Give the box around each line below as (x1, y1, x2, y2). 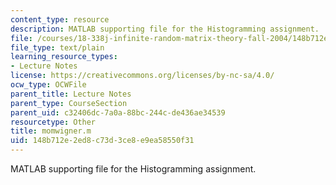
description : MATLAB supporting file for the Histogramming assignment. (10, 24, 320, 34)
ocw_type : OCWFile (10, 80, 87, 90)
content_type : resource (10, 14, 110, 25)
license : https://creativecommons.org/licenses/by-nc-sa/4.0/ (10, 71, 275, 81)
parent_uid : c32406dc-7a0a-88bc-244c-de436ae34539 (10, 107, 226, 118)
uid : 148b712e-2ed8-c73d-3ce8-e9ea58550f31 (10, 136, 195, 146)
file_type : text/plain (10, 42, 105, 53)
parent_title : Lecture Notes (10, 89, 132, 99)
